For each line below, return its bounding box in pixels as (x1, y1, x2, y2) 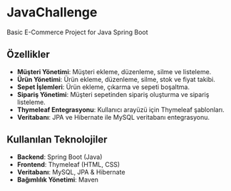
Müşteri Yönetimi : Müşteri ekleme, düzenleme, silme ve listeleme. (16, 67, 212, 76)
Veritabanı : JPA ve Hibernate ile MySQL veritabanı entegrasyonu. (16, 113, 210, 121)
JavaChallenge (6, 4, 98, 21)
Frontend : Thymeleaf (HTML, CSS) (16, 160, 120, 168)
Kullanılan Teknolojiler (6, 133, 108, 146)
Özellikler (6, 48, 51, 61)
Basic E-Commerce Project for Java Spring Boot (6, 28, 148, 36)
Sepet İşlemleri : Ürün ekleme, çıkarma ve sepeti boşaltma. (16, 83, 190, 91)
